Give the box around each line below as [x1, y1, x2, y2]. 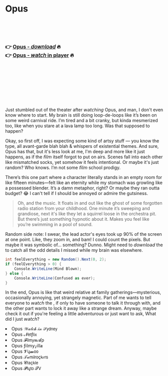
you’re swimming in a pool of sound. [17, 222, 93, 228]
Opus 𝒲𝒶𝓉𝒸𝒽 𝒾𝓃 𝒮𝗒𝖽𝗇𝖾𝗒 [12, 326, 58, 332]
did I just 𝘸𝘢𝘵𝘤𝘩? [5, 316, 40, 322]
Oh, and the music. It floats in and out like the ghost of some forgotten [17, 200, 162, 206]
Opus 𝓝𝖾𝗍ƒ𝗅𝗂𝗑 [12, 331, 37, 337]
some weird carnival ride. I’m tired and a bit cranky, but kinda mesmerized [5, 118, 158, 124]
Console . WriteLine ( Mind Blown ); [14, 266, 82, 271]
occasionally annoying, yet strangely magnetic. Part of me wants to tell [5, 295, 151, 301]
